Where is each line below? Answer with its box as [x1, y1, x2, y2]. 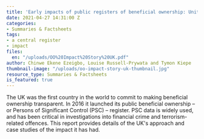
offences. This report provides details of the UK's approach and [25, 119, 185, 127]
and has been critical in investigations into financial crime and [6, 113, 161, 121]
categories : [6, 20, 36, 26]
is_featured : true [6, 77, 53, 83]
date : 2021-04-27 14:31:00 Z [6, 15, 80, 21]
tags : [6, 32, 20, 38]
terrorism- [161, 113, 188, 121]
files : [6, 49, 23, 55]
